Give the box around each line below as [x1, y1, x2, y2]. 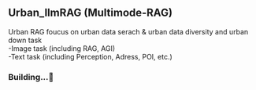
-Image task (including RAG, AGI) [8, 43, 116, 53]
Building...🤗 [8, 71, 54, 82]
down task [8, 35, 42, 45]
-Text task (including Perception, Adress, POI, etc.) [8, 52, 173, 61]
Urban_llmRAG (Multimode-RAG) [8, 6, 173, 20]
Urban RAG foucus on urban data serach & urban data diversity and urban [8, 27, 249, 36]
